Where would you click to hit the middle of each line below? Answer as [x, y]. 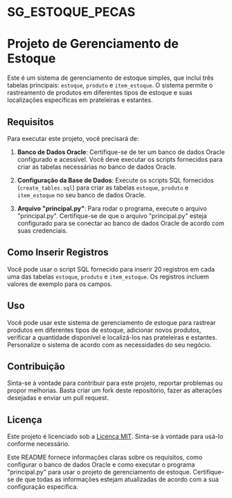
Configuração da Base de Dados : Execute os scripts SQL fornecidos [115, 180]
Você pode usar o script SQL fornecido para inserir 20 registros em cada [111, 269]
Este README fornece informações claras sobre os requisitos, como [105, 457]
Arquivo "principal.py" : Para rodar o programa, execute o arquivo [112, 208]
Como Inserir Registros [58, 252]
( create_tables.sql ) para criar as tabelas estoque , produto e [103, 188]
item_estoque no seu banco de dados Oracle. [82, 194]
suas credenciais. [42, 231]
